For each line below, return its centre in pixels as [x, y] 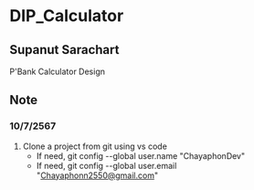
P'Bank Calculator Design [58, 71]
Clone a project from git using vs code [95, 146]
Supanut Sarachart [64, 50]
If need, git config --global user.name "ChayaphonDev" [141, 155]
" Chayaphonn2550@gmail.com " [97, 175]
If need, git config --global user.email [106, 165]
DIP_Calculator [67, 16]
